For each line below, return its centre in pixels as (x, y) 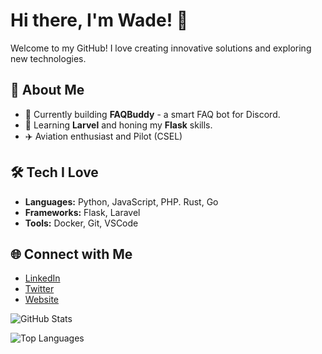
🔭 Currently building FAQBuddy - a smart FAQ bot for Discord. (152, 114)
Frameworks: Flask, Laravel (82, 212)
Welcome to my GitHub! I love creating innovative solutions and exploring (161, 48)
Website (42, 300)
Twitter (39, 289)
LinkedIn (42, 278)
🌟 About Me (47, 90)
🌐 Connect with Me (71, 254)
